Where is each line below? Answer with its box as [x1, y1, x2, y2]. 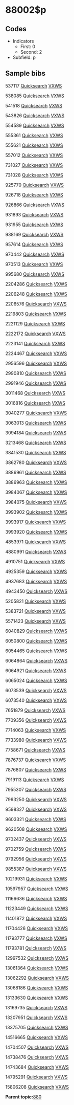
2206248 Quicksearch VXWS [5, 291, 67, 297]
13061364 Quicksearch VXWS [5, 965, 68, 971]
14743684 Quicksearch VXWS [5, 1064, 69, 1070]
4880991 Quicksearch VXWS [5, 548, 67, 555]
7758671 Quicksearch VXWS [5, 746, 66, 753]
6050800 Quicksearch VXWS [5, 637, 67, 644]
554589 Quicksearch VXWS [5, 122, 65, 128]
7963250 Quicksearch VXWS [5, 796, 67, 802]
